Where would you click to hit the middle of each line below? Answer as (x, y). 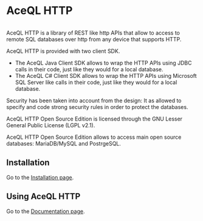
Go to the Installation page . (40, 177)
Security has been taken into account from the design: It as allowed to (94, 100)
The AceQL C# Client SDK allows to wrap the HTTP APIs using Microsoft (106, 75)
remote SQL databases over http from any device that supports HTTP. (94, 39)
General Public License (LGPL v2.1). (51, 125)
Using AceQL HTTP (43, 196)
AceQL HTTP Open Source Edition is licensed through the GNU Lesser (95, 119)
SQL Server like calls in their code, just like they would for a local (96, 82)
